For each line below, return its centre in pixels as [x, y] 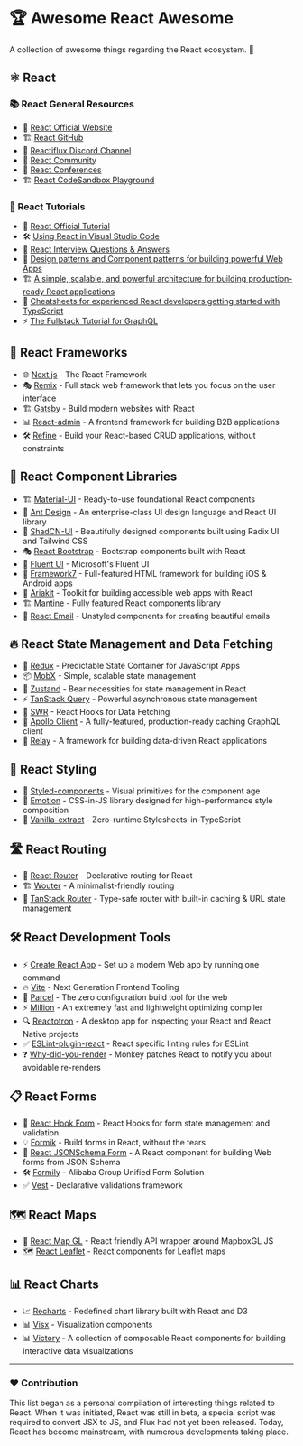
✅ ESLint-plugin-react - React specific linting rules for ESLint [136, 1043]
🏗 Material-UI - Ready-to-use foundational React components [138, 499]
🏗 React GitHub [53, 137]
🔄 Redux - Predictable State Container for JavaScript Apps [131, 666]
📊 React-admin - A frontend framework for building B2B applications [151, 422]
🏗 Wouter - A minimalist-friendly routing [98, 885]
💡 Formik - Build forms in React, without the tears [114, 1142]
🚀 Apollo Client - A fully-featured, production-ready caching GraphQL [151, 722]
